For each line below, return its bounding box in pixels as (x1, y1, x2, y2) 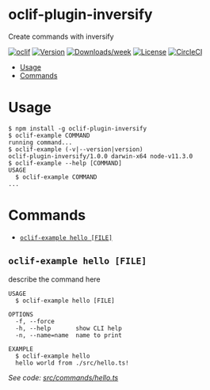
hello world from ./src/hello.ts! (15, 358, 129, 367)
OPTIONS (8, 310, 34, 318)
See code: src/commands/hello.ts (8, 373, 119, 382)
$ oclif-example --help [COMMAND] (8, 159, 123, 167)
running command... (8, 138, 73, 146)
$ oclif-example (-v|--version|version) (8, 145, 144, 153)
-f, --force (15, 317, 55, 325)
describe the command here (8, 275, 101, 284)
